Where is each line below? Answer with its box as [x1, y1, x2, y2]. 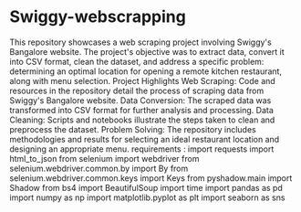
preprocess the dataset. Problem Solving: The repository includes [9, 123, 257, 134]
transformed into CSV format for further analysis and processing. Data [9, 104, 274, 115]
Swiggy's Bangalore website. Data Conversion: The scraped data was [9, 94, 272, 106]
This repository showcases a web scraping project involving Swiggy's [9, 37, 272, 48]
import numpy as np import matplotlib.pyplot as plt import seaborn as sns [9, 192, 285, 203]
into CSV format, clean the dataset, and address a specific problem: [9, 56, 265, 67]
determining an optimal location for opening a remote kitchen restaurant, [9, 66, 283, 77]
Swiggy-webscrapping [9, 6, 187, 27]
